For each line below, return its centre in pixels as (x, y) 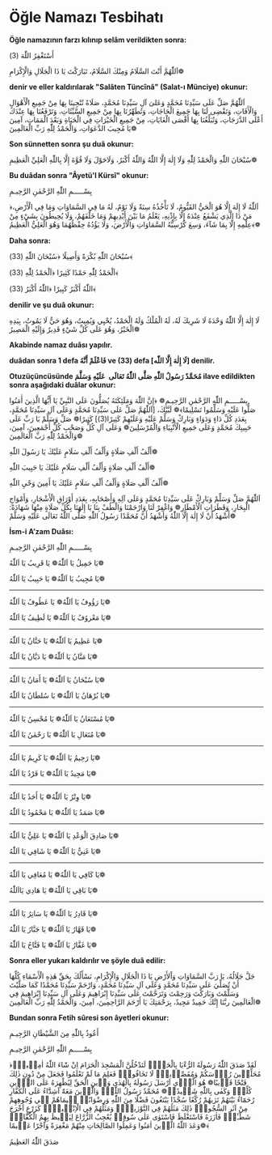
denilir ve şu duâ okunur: (52, 304)
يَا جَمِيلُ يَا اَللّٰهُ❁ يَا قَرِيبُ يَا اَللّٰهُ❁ (56, 563)
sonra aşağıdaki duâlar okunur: (63, 384)
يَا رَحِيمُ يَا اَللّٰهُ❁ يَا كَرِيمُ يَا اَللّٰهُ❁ (55, 758)
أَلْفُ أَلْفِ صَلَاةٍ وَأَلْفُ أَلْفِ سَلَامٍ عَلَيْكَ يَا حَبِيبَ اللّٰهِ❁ (82, 467)
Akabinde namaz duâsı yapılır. (61, 345)
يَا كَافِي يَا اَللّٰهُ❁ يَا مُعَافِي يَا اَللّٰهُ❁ (57, 874)
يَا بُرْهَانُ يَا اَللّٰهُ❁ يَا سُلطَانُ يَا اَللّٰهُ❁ (60, 695)
